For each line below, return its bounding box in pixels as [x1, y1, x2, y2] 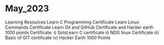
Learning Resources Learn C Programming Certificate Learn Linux [5, 19, 139, 25]
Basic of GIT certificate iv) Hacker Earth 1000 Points [5, 35, 111, 41]
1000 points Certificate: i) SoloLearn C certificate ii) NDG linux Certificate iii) [5, 29, 159, 35]
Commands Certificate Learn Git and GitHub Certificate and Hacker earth [5, 24, 154, 30]
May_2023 [5, 3, 49, 14]
